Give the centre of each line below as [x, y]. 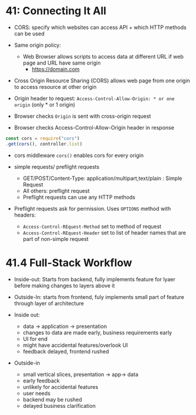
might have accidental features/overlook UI [75, 345]
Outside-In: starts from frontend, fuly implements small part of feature [99, 297]
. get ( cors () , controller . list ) [44, 144]
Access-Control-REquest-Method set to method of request [92, 226]
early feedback [41, 381]
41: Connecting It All [56, 11]
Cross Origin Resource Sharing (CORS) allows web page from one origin [102, 81]
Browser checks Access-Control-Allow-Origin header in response [94, 127]
